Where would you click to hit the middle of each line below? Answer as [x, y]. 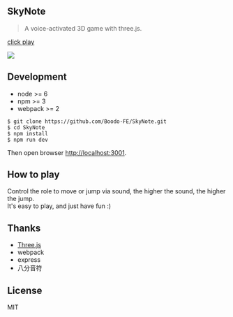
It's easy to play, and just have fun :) [59, 206]
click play [21, 42]
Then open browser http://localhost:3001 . [67, 152]
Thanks [24, 228]
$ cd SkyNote [26, 127]
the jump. [21, 199]
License [25, 290]
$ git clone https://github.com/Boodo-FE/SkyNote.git [87, 121]
